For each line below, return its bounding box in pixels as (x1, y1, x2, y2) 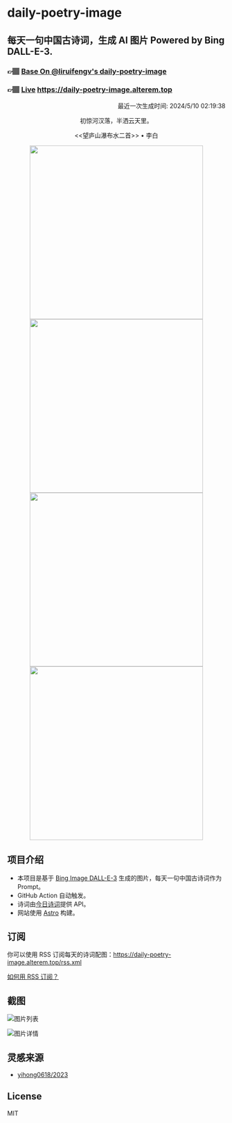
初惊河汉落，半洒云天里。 (80, 116, 153, 124)
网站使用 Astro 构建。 (17, 908, 79, 917)
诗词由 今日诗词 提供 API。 (17, 899, 90, 908)
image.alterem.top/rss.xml (7, 958, 82, 967)
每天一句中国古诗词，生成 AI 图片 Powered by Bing (7, 34, 225, 46)
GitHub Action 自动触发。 (17, 891, 90, 899)
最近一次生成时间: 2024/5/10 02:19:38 (117, 101, 226, 110)
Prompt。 (17, 882, 45, 890)
